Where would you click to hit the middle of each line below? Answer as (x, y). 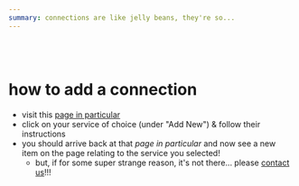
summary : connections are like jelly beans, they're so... (122, 18)
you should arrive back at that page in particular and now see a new (149, 143)
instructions (44, 134)
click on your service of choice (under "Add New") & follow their (141, 124)
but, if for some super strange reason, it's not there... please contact (162, 163)
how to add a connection (103, 89)
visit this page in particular (71, 115)
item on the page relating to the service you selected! (121, 153)
